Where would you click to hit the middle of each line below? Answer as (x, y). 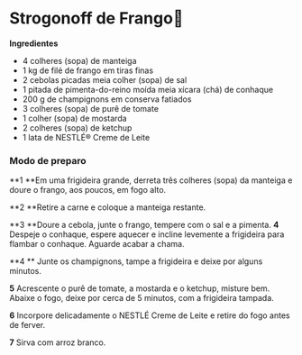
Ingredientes (34, 43)
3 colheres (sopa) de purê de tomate (91, 108)
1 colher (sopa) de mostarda (75, 118)
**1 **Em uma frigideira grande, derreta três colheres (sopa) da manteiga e (151, 180)
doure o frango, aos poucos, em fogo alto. (88, 190)
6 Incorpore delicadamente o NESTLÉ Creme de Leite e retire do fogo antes (150, 315)
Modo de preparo (48, 160)
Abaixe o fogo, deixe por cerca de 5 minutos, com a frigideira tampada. (142, 298)
